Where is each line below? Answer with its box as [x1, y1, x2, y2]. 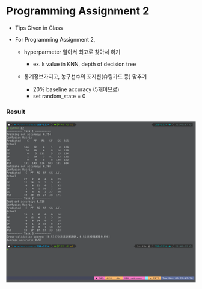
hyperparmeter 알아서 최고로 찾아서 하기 [23, 48, 121, 56]
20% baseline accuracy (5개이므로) [32, 86, 120, 93]
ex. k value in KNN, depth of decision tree [32, 60, 136, 68]
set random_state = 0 [32, 92, 86, 100]
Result [6, 107, 26, 116]
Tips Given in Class [14, 24, 63, 31]
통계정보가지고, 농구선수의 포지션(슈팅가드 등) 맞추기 [23, 72, 147, 80]
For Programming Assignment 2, [14, 36, 96, 43]
